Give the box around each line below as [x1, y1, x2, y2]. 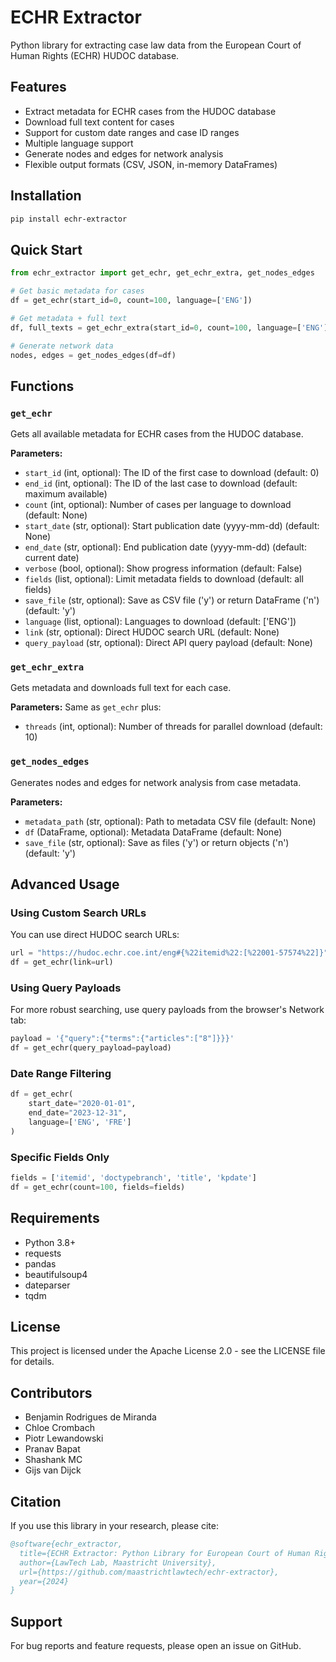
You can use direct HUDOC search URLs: [10, 929, 180, 941]
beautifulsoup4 [24, 1268, 88, 1280]
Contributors [10, 1384, 93, 1401]
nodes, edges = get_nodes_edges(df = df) [10, 350, 177, 360]
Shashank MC [24, 1454, 83, 1466]
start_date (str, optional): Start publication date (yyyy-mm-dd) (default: [24, 520, 320, 532]
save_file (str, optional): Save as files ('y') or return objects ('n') [24, 836, 290, 848]
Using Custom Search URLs [10, 906, 147, 920]
